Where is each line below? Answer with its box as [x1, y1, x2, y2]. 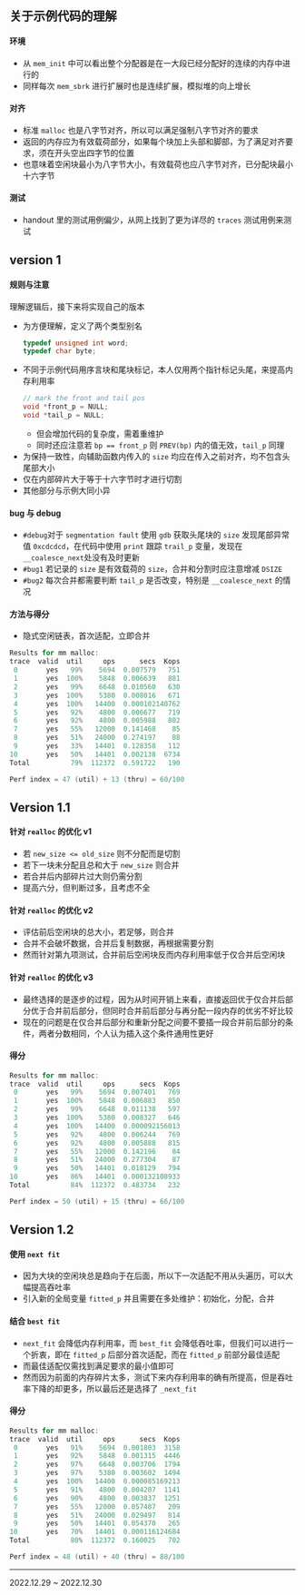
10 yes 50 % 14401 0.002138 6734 [9, 750, 181, 759]
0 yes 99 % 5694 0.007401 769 [13, 1088, 181, 1097]
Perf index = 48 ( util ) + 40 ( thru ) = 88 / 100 [9, 1552, 185, 1561]
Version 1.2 [9, 1222, 74, 1237]
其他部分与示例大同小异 [22, 485, 111, 496]
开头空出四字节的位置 [54, 147, 134, 158]
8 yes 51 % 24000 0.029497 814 [13, 1511, 181, 1520]
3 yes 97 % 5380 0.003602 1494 [13, 1469, 181, 1478]
